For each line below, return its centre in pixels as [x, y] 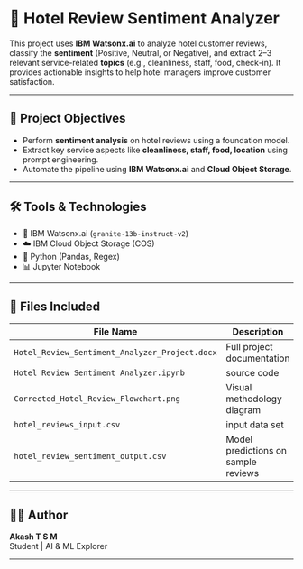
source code [252, 373]
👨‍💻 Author [39, 514]
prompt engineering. [60, 159]
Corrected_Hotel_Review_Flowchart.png [97, 399]
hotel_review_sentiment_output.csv [90, 456]
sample [241, 462]
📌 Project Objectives [68, 119]
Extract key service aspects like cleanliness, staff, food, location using [155, 150]
